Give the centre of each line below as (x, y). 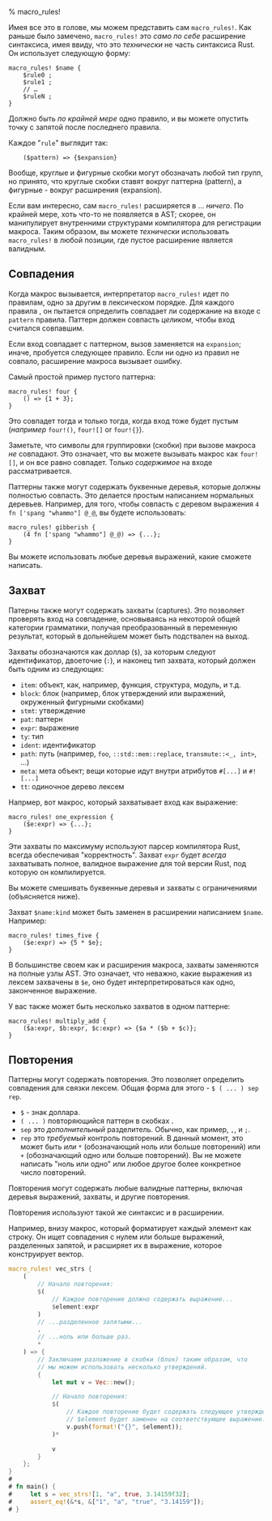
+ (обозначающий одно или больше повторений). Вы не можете (131, 1156)
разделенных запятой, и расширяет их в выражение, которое (115, 1245)
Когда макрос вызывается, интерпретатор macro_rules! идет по (119, 293)
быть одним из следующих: (56, 669)
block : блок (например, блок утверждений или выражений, (123, 693)
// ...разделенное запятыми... (90, 1322)
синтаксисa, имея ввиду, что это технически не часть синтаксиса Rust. (132, 45)
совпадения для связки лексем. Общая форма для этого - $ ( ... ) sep (134, 1088)
